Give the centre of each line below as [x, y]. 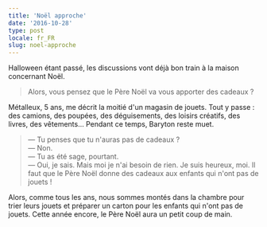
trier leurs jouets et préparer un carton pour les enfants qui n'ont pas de [126, 206]
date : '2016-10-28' [41, 23]
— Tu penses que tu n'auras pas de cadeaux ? [104, 139]
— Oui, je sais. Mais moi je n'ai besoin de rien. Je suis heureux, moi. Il [141, 165]
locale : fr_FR [32, 38]
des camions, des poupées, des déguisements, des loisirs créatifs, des [124, 115]
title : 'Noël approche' [48, 16]
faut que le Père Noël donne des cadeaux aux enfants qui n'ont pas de [143, 174]
